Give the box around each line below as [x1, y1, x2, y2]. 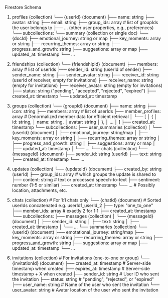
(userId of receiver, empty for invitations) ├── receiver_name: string [12, 77, 153, 83]
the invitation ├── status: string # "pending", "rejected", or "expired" [12, 276, 154, 282]
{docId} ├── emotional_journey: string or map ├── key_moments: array [12, 35, 161, 41]
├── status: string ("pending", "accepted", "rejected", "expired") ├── [12, 88, 156, 93]
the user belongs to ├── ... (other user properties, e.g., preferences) [12, 25, 154, 31]
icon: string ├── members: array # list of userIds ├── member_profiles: [12, 108, 161, 114]
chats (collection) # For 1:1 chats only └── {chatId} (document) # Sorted [12, 197, 161, 203]
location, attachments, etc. [12, 187, 67, 193]
